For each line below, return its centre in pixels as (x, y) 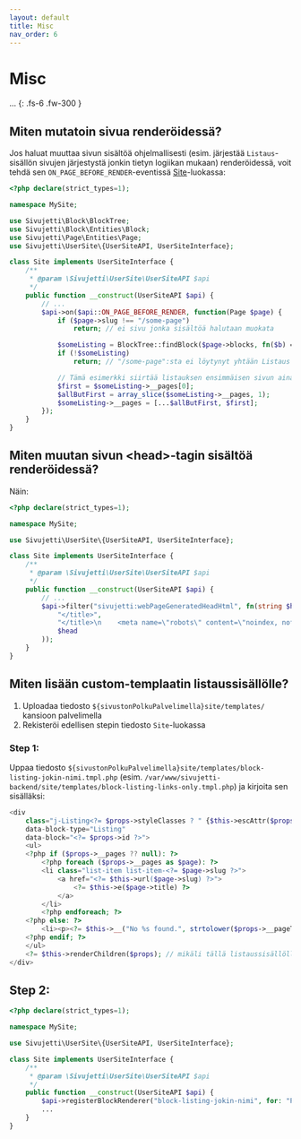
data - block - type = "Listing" (76, 829)
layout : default (39, 17)
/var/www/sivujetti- (183, 777)
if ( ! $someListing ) (93, 354)
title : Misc (31, 26)
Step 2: (30, 990)
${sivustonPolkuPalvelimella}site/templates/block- (166, 768)
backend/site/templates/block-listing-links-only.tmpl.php (122, 787)
